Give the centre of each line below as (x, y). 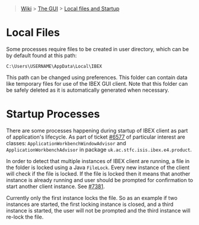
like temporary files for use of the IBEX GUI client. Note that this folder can (97, 83)
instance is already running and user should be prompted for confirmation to (100, 180)
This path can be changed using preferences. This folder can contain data (97, 77)
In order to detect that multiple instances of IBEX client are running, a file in (98, 161)
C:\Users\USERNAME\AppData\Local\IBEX (54, 66)
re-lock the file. (25, 217)
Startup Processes (53, 114)
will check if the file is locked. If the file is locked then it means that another (98, 174)
